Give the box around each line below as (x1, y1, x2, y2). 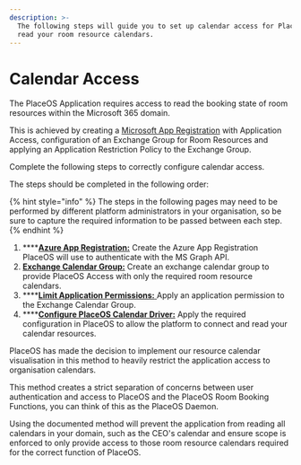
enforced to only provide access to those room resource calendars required (9, 437, 289, 449)
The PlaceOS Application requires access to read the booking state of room (9, 98, 288, 109)
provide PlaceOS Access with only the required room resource (21, 271, 254, 282)
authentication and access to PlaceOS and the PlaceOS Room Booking (9, 391, 270, 402)
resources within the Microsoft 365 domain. (9, 108, 170, 118)
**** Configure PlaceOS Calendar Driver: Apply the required (21, 309, 246, 320)
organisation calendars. (9, 364, 97, 375)
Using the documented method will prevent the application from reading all (9, 418, 286, 429)
